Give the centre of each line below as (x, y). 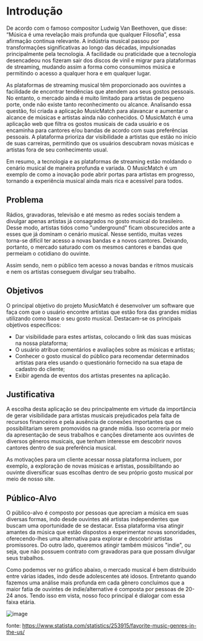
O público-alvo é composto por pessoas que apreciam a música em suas (98, 513)
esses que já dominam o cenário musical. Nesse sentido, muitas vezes (95, 234)
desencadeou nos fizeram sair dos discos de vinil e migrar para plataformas (101, 60)
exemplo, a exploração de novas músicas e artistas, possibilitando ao (93, 466)
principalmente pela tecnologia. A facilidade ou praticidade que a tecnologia (101, 54)
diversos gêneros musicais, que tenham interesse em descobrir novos (94, 442)
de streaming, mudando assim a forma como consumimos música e (91, 67)
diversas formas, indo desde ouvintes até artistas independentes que (93, 519)
